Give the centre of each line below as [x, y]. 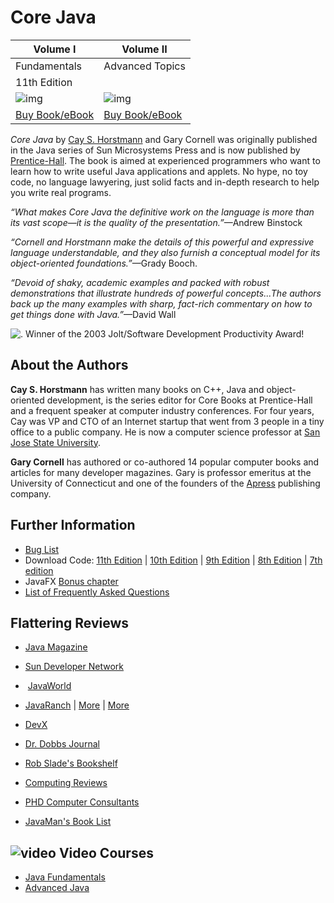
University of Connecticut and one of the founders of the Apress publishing [165, 483]
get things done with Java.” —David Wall [93, 314]
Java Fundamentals [65, 877]
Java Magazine [56, 647]
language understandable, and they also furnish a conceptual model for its [165, 252]
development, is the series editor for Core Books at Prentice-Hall [179, 400]
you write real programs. [61, 192]
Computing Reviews [66, 783]
